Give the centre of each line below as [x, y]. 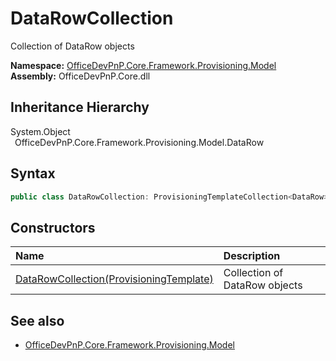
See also [37, 320]
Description [252, 256]
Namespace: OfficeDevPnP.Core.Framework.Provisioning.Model [143, 65]
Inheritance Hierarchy [80, 107]
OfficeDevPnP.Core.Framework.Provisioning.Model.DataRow [139, 142]
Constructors [53, 227]
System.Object [40, 131]
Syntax [33, 173]
